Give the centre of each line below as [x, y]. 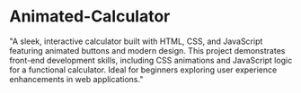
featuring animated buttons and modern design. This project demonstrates [147, 50]
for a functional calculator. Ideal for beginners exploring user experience [143, 70]
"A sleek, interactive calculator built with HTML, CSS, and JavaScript [136, 41]
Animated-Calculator [90, 17]
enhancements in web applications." [76, 79]
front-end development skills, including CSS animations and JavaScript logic [151, 60]
